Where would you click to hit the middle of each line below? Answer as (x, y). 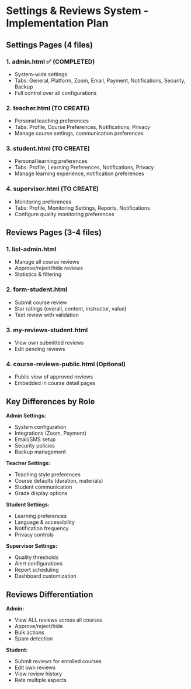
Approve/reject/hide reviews (49, 268)
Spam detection (34, 638)
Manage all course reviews (47, 262)
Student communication (43, 487)
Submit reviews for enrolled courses (58, 661)
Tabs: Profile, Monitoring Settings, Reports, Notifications (82, 208)
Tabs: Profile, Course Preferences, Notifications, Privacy (82, 127)
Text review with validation (46, 315)
